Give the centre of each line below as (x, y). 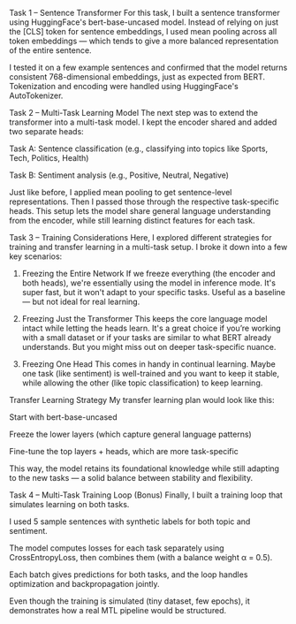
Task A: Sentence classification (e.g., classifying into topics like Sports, (138, 148)
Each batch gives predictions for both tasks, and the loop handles (129, 575)
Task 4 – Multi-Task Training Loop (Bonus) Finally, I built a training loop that (146, 495)
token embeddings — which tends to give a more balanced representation (144, 41)
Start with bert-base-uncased (63, 417)
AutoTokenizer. (36, 95)
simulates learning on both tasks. (69, 504)
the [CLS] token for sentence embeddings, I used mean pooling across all (143, 31)
